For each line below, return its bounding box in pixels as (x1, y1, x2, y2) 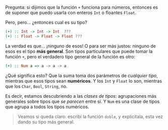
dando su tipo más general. (17, 118, 75, 125)
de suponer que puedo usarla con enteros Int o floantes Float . (5, 10, 137, 16)
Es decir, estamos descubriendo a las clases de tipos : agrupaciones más (5, 93, 157, 99)
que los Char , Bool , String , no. (5, 83, 68, 89)
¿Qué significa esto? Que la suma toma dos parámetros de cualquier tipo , (5, 73, 158, 79)
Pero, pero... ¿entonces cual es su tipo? (5, 20, 87, 25)
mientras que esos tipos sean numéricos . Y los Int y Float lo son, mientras (5, 78, 162, 84)
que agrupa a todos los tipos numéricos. (5, 103, 89, 110)
